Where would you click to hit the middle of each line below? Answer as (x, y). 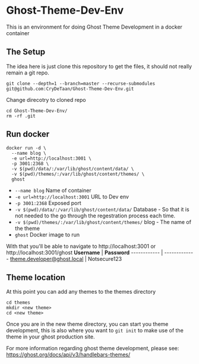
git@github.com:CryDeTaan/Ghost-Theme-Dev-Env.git (70, 89)
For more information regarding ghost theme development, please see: (93, 349)
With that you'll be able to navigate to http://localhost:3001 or (81, 246)
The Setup (26, 52)
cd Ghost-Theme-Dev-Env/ (37, 111)
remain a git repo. (28, 73)
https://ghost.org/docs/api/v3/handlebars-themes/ (68, 354)
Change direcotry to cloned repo (46, 99)
